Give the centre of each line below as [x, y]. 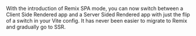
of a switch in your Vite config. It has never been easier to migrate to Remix [97, 21]
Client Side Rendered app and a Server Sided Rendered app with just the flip [98, 15]
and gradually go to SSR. [36, 27]
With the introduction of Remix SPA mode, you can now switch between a [94, 8]
